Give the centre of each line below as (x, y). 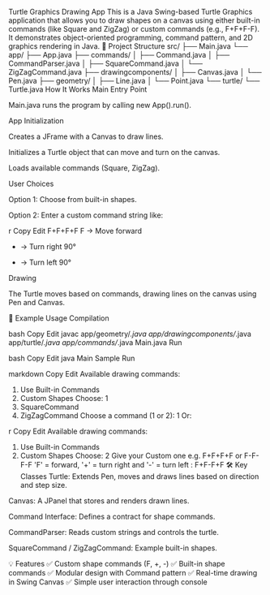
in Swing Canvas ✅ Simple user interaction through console (108, 582)
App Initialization (36, 121)
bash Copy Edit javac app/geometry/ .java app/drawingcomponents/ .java (130, 334)
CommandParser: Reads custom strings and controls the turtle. (114, 532)
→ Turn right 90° (48, 246)
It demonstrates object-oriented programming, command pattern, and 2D (131, 37)
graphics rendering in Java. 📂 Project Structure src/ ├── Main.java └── (129, 46)
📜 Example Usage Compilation (59, 318)
